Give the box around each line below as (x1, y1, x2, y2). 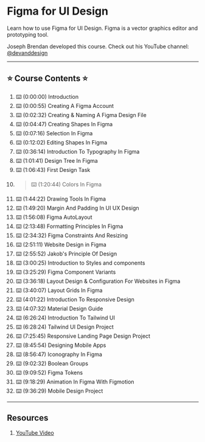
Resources (7, 413, 49, 423)
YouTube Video (15, 429, 54, 437)
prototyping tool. (7, 30, 49, 38)
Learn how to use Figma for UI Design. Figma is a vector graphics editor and (7, 24, 198, 32)
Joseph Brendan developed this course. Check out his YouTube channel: (7, 43, 189, 50)
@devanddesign (7, 49, 48, 56)
